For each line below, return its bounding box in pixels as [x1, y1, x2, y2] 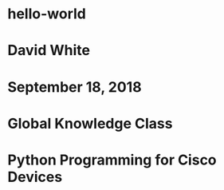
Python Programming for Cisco [7, 151, 217, 168]
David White [7, 42, 91, 60]
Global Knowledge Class [7, 114, 173, 133]
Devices [7, 168, 63, 186]
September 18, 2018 [7, 77, 142, 96]
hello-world [7, 5, 87, 23]
